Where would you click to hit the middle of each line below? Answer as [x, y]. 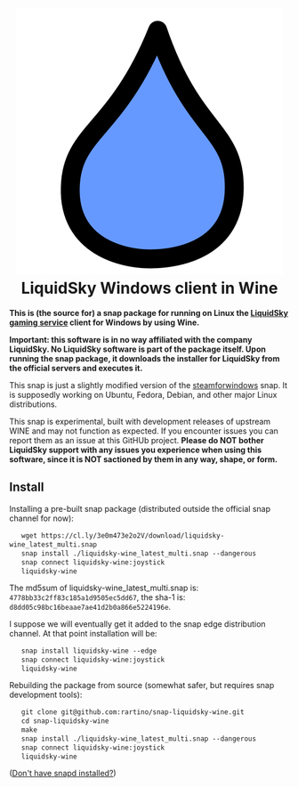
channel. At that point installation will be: [83, 633]
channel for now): [41, 518]
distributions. [33, 404]
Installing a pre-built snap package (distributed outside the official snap [140, 508]
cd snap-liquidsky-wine [65, 721]
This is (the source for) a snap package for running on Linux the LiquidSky [149, 312]
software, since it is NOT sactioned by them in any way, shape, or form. [144, 459]
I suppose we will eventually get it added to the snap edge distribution [137, 624]
